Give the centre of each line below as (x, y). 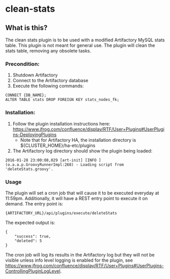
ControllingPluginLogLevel (33, 271)
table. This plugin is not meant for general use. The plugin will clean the (80, 45)
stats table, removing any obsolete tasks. (48, 51)
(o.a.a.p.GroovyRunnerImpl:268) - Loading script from (65, 164)
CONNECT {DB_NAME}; (26, 95)
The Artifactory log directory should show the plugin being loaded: (82, 150)
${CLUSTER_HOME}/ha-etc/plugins (58, 145)
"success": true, (33, 236)
